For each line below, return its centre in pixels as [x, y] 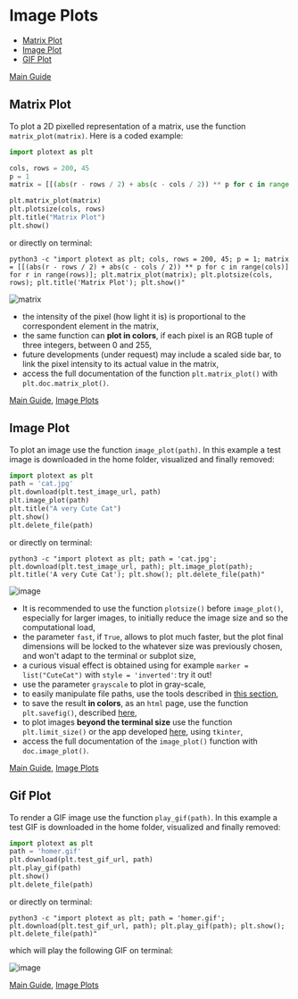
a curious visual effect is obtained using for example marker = [135, 665]
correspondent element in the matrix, [90, 326]
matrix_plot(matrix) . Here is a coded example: [96, 136]
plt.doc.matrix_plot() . [66, 383]
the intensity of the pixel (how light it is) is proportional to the [134, 316]
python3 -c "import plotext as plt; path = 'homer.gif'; [117, 918]
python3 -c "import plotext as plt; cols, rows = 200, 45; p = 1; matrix [149, 259]
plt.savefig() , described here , [79, 712]
